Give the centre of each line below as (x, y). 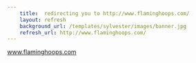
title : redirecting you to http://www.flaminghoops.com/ (105, 13)
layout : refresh (43, 20)
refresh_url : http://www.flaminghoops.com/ (83, 33)
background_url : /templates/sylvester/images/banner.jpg (103, 26)
